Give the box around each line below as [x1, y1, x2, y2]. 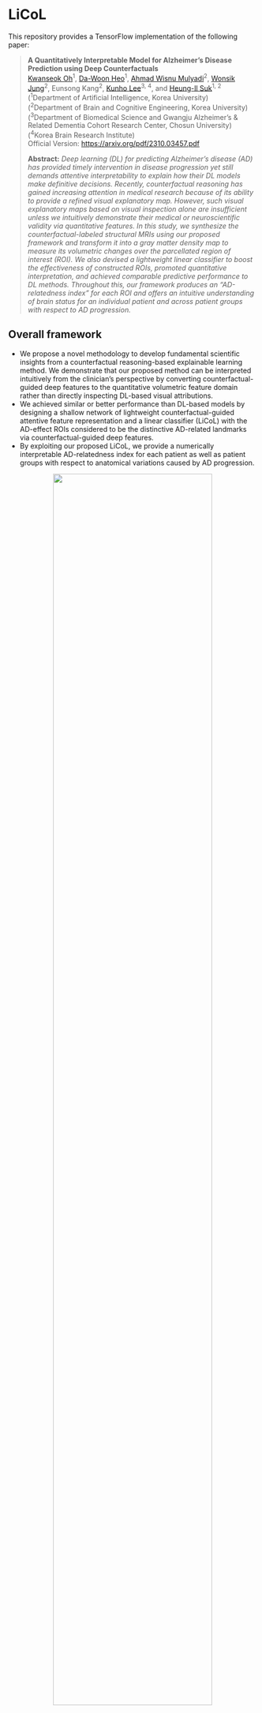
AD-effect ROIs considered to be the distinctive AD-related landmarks [19, 424, 247, 433]
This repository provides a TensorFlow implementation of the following [8, 32, 238, 41]
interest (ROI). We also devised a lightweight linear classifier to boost [27, 254, 253, 264]
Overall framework [8, 328, 103, 341]
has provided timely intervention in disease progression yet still [27, 162, 234, 171]
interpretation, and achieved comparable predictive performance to [27, 271, 249, 281]
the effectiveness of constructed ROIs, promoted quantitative [27, 263, 227, 272]
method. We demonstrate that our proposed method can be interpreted [19, 365, 252, 375]
